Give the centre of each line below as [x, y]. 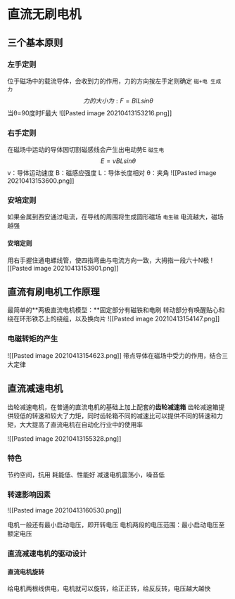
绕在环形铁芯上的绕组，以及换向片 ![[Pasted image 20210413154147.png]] [114, 319]
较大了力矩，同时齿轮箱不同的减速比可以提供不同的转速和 [133, 416]
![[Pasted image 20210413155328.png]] [64, 438]
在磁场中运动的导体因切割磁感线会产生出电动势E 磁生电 [86, 150]
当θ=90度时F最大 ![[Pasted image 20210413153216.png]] [90, 112]
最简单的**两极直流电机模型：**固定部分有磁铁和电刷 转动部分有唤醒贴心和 [116, 310]
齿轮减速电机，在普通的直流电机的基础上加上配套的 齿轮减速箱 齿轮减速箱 [113, 407]
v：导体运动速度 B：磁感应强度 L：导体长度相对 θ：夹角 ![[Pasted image [112, 173]
